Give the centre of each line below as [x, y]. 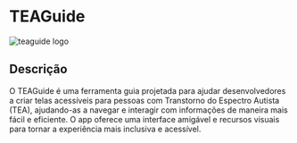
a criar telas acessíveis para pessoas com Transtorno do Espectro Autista [144, 100]
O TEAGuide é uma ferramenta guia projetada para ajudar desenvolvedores [148, 90]
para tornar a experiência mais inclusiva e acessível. [105, 129]
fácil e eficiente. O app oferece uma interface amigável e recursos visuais [144, 119]
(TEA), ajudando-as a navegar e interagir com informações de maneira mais [148, 110]
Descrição [38, 69]
